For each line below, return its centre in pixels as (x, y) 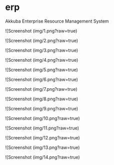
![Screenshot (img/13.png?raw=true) (42, 147)
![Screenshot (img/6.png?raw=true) (42, 79)
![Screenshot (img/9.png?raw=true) (42, 108)
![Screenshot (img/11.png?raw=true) (42, 128)
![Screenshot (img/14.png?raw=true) (42, 157)
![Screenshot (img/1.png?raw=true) (41, 31)
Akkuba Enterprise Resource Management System (57, 21)
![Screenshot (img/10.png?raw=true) (42, 118)
